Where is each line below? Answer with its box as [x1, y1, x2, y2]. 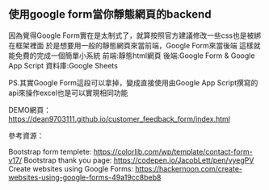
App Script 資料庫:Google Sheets [8, 60, 119, 70]
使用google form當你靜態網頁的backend [8, 7, 212, 22]
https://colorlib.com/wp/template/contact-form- [93, 147, 253, 156]
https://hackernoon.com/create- [135, 163, 243, 173]
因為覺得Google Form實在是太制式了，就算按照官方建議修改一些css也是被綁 [8, 31, 261, 40]
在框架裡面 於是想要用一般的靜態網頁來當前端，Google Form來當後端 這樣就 [8, 40, 261, 50]
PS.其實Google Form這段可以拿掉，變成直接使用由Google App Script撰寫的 [8, 77, 258, 87]
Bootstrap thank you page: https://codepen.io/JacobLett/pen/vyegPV [23, 155, 254, 165]
